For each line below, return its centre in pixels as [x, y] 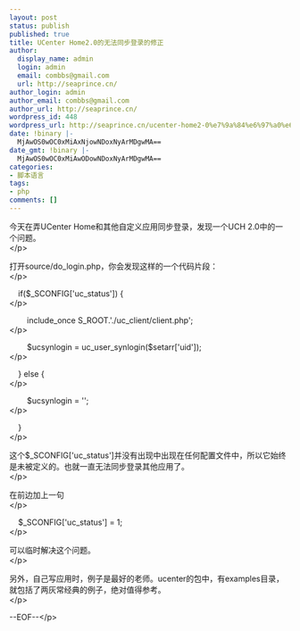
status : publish [39, 26]
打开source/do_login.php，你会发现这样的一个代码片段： [114, 266]
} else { [31, 374]
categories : [31, 167]
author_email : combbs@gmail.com [69, 100]
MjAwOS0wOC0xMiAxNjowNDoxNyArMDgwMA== [90, 142]
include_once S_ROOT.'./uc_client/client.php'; [110, 320]
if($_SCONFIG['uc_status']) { [71, 293]
